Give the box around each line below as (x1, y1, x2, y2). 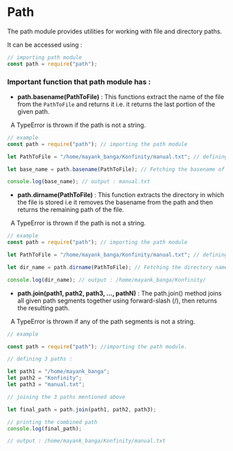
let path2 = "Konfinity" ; (7, 375, 82, 382)
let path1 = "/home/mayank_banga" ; (7, 368, 110, 375)
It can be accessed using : (7, 40, 83, 49)
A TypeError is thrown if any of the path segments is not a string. (10, 317, 196, 325)
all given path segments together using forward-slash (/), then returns (17, 296, 217, 305)
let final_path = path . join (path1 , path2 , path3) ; (7, 406, 157, 413)
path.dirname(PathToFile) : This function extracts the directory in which (17, 191, 225, 199)
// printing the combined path (7, 418, 98, 425)
